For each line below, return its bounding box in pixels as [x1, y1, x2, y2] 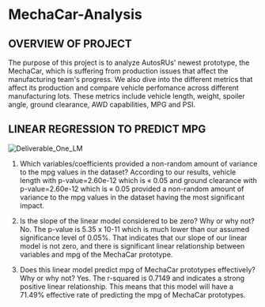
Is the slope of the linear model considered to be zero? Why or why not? [19, 215, 255, 226]
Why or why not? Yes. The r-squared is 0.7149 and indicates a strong [19, 273, 245, 283]
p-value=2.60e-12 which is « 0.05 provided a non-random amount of [19, 184, 244, 193]
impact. [19, 200, 45, 210]
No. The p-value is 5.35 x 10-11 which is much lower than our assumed [19, 224, 250, 234]
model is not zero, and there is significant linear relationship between [19, 241, 245, 250]
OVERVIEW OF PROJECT [8, 37, 132, 51]
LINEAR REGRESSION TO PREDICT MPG [8, 122, 206, 136]
